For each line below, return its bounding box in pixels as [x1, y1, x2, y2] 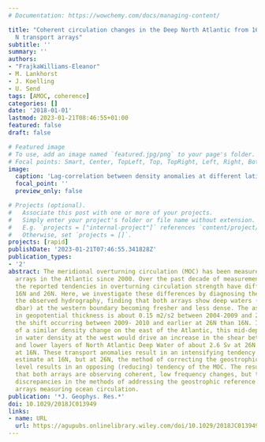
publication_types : [8, 253, 73, 261]
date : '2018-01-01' [8, 107, 73, 115]
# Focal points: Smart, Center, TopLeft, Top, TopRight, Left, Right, [8, 157, 245, 166]
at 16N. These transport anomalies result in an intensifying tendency [15, 349, 256, 357]
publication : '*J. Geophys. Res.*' [8, 392, 125, 400]
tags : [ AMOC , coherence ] [8, 92, 90, 100]
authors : [8, 55, 37, 63]
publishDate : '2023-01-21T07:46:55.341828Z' [8, 246, 157, 254]
